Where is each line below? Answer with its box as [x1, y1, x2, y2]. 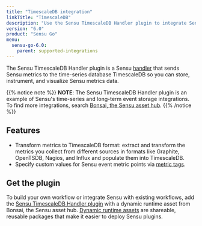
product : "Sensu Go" [6, 31, 58, 37]
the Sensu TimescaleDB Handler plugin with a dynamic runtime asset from [6, 200, 191, 207]
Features [6, 126, 40, 136]
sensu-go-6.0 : [11, 43, 47, 49]
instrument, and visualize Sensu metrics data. [6, 77, 119, 84]
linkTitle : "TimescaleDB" [6, 14, 71, 20]
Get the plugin [6, 178, 61, 188]
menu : [6, 37, 20, 43]
